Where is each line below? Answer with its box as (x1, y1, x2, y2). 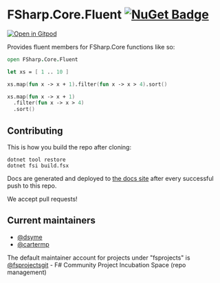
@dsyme (16, 233, 43, 241)
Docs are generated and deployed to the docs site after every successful (7, 175, 214, 182)
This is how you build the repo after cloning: (7, 143, 132, 151)
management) (7, 268, 47, 276)
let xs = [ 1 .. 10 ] (7, 69, 69, 75)
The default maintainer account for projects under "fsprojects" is (7, 254, 190, 262)
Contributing (7, 125, 63, 136)
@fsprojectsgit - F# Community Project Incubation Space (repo (7, 260, 186, 269)
